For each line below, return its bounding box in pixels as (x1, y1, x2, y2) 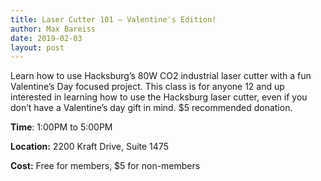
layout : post (10, 42, 65, 53)
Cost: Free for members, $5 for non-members (10, 160, 201, 172)
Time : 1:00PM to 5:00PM (10, 121, 113, 133)
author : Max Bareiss (10, 24, 97, 34)
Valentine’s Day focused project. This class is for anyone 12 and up (10, 81, 285, 93)
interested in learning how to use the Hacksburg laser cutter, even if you (10, 91, 308, 103)
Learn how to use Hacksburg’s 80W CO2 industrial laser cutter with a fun (10, 70, 312, 82)
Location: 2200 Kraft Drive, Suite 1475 (10, 141, 169, 153)
